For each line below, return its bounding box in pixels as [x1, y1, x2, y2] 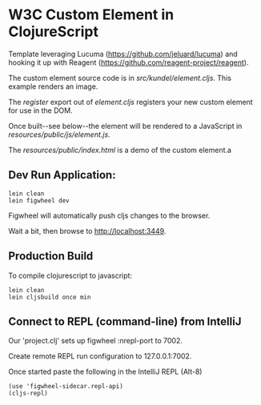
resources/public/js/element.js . [8, 130, 110, 139]
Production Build [8, 250, 94, 263]
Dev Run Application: [8, 168, 116, 182]
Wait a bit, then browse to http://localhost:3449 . [8, 226, 167, 235]
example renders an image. [8, 82, 98, 91]
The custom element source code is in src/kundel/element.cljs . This [8, 73, 232, 82]
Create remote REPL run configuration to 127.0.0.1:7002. [8, 351, 192, 361]
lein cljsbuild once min [8, 293, 91, 301]
